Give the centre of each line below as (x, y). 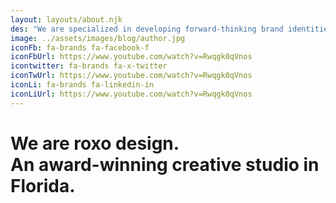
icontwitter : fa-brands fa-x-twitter (89, 66)
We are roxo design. (95, 143)
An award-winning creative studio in (165, 164)
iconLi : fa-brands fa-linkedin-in (82, 85)
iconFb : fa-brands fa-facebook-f (80, 47)
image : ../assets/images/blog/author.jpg (98, 38)
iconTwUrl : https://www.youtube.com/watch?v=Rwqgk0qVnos (131, 76)
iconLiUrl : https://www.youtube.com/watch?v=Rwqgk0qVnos (131, 94)
